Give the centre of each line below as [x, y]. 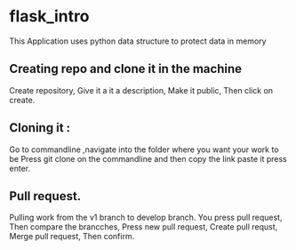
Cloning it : [40, 128]
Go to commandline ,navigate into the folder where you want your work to [144, 149]
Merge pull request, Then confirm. [72, 237]
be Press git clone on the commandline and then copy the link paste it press [148, 158]
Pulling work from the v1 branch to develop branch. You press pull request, [146, 218]
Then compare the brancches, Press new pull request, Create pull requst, [144, 227]
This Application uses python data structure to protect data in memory [138, 41]
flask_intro [49, 16]
